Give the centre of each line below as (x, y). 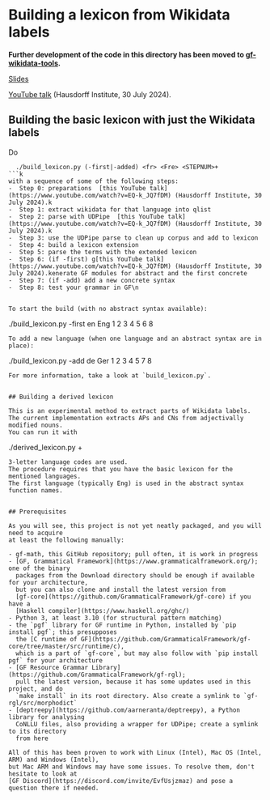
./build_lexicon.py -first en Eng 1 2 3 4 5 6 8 (81, 323)
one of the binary (39, 568)
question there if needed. (54, 788)
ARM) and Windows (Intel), (54, 760)
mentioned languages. (45, 476)
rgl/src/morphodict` (43, 703)
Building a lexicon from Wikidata (119, 15)
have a (19, 604)
